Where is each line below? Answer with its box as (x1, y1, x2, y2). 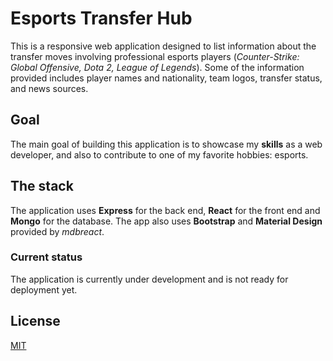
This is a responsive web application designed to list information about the (10, 40, 317, 52)
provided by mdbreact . (10, 225, 105, 237)
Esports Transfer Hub (10, 7, 193, 30)
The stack (10, 178, 74, 195)
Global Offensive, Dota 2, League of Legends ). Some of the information (10, 61, 305, 73)
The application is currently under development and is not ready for (10, 273, 289, 285)
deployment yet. (10, 283, 78, 296)
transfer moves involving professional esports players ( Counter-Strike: (10, 50, 300, 62)
